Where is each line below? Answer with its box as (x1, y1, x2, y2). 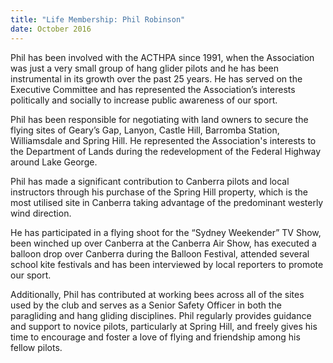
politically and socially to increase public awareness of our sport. (10, 94, 278, 106)
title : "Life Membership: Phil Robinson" (10, 14, 186, 25)
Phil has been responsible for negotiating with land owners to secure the (10, 113, 309, 125)
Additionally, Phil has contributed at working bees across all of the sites (10, 288, 305, 300)
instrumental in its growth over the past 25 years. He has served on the (10, 72, 303, 85)
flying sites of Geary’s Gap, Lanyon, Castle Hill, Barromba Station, (10, 124, 280, 136)
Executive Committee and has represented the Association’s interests (10, 83, 296, 95)
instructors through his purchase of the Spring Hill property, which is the (10, 186, 309, 198)
